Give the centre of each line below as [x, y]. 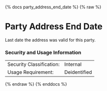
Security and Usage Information [43, 52]
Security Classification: [33, 64]
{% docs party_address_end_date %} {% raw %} [53, 7]
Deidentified [78, 72]
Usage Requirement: [31, 72]
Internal [73, 64]
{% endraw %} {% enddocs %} [36, 84]
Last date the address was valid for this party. [50, 40]
